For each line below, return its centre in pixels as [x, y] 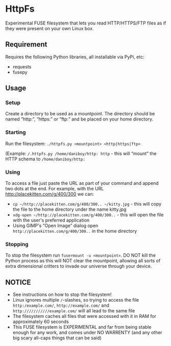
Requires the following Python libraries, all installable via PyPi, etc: [75, 57]
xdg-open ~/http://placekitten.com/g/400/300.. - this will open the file [88, 215]
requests [22, 66]
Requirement [26, 45]
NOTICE [18, 282]
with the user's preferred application [51, 220]
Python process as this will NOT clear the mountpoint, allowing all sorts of [83, 261]
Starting [16, 132]
